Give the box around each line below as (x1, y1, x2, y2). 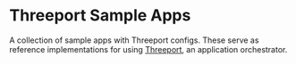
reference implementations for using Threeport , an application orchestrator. (9, 44, 288, 54)
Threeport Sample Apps (9, 5, 191, 26)
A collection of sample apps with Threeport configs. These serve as (9, 35, 259, 45)
